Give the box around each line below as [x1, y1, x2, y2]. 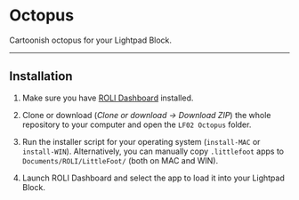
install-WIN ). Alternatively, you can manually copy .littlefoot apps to [21, 146, 285, 156]
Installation [9, 68, 73, 84]
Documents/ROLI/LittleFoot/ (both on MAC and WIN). [21, 155, 219, 165]
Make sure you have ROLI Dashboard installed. [21, 92, 194, 103]
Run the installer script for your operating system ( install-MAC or [21, 136, 261, 147]
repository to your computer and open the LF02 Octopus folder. [21, 119, 252, 130]
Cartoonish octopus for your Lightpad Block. [9, 35, 172, 45]
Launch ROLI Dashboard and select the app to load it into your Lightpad [21, 172, 285, 183]
